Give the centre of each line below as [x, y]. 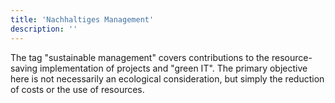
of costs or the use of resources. [77, 89]
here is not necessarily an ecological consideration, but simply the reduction [167, 78]
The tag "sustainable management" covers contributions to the [140, 57]
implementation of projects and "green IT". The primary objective [173, 68]
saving [24, 68]
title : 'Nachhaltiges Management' [82, 19]
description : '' [44, 29]
